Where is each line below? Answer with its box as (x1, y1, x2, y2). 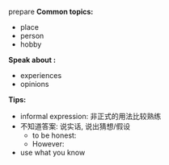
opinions (19, 80, 49, 89)
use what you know (19, 148, 86, 157)
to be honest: (32, 130, 77, 140)
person (19, 31, 44, 40)
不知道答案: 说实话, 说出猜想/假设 (19, 122, 131, 131)
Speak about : (8, 56, 57, 64)
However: (32, 139, 65, 148)
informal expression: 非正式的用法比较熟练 (19, 112, 162, 121)
